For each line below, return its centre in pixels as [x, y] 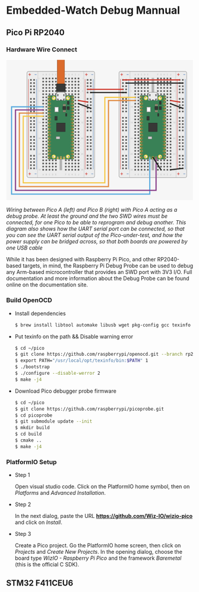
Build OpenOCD [29, 300]
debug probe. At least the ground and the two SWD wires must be [87, 216]
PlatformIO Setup [31, 462]
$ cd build [28, 434]
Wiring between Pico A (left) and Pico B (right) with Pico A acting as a [92, 210]
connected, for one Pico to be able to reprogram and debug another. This [96, 223]
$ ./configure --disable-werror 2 [57, 374]
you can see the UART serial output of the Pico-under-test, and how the [94, 235]
